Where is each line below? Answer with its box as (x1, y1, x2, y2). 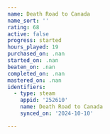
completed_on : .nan (7, 70, 65, 77)
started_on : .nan (7, 57, 59, 64)
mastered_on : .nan (7, 76, 62, 84)
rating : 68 (7, 24, 40, 31)
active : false (7, 30, 50, 38)
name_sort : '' (7, 17, 50, 24)
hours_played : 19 (7, 43, 59, 51)
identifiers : (7, 83, 46, 91)
